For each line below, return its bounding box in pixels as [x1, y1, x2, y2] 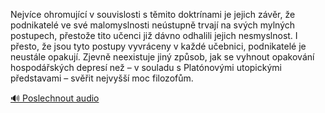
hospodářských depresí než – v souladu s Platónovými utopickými [10, 62, 282, 73]
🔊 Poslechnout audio [10, 92, 100, 104]
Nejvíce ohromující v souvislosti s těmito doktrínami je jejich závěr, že [10, 9, 296, 20]
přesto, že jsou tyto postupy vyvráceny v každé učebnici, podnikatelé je [10, 40, 307, 52]
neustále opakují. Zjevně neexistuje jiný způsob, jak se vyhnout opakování [10, 51, 315, 63]
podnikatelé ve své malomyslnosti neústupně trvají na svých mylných [10, 19, 296, 31]
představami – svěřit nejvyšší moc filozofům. [10, 72, 194, 84]
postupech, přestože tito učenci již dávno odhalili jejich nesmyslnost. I [10, 30, 298, 41]
